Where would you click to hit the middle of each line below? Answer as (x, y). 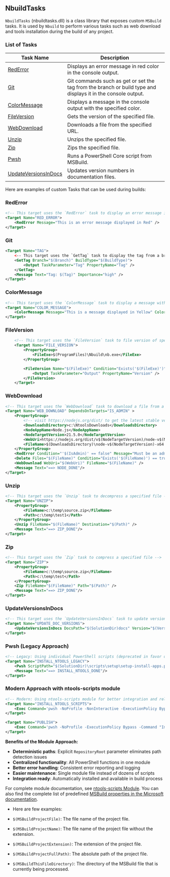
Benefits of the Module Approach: (42, 741)
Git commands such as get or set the (111, 81)
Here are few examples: (37, 809)
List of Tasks (21, 44)
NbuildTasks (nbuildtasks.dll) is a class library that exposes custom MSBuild (83, 20)
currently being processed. (41, 869)
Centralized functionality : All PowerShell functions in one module (81, 762)
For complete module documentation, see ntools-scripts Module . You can (82, 788)
